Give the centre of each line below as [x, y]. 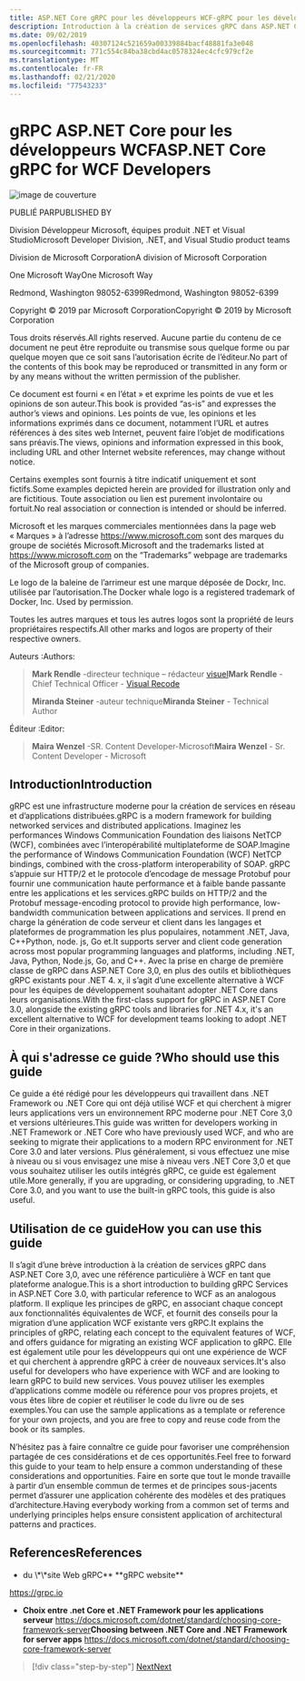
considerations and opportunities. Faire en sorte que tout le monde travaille [150, 1476]
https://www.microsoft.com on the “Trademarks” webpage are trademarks [148, 555]
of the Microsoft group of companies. [79, 565]
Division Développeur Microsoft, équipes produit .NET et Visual [127, 229]
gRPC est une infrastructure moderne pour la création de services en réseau [152, 806]
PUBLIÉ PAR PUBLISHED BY [60, 212]
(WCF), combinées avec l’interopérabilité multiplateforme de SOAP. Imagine [150, 845]
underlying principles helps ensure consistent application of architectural [146, 1514]
